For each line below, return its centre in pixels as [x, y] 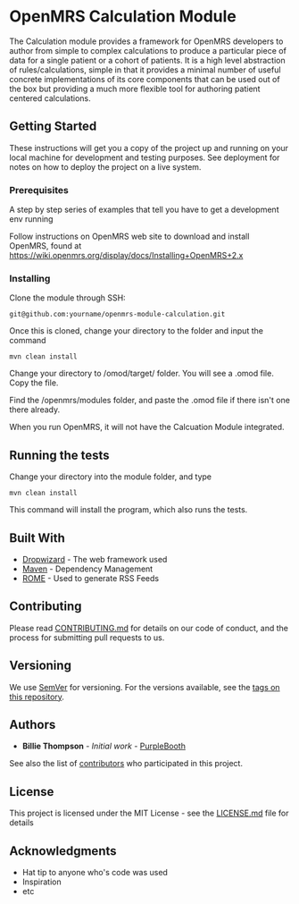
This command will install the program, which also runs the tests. [129, 510]
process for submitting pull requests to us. [87, 638]
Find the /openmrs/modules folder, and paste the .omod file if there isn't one [149, 401]
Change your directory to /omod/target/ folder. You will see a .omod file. [141, 374]
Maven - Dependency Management [87, 569]
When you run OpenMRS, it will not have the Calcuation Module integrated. [147, 427]
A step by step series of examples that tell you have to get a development [144, 210]
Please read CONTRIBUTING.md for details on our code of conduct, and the [149, 628]
